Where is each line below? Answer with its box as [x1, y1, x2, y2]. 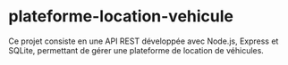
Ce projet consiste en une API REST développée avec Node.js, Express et [8, 36, 279, 46]
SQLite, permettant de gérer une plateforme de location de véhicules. [8, 45, 265, 55]
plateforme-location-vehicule [8, 6, 234, 27]
